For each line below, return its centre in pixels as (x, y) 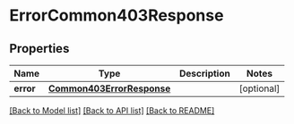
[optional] (259, 88)
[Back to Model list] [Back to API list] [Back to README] (112, 111)
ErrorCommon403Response (117, 16)
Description (204, 74)
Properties (39, 49)
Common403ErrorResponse (109, 88)
